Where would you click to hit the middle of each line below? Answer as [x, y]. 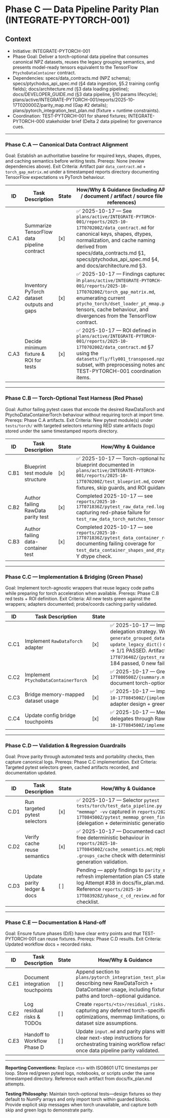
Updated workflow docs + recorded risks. [49, 944]
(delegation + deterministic [109, 823]
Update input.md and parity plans [115, 1032]
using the [87, 353]
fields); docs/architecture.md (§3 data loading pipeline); [71, 89]
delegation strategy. [134, 631]
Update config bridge [50, 715]
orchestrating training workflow [113, 1044]
